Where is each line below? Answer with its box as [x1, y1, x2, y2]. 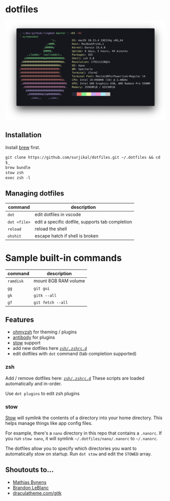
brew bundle [5, 165, 31, 170]
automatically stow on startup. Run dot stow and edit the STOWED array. [5, 450, 152, 457]
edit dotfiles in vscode [35, 211, 81, 218]
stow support [12, 340, 41, 346]
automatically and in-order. [5, 380, 62, 387]
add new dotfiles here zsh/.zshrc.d [12, 345, 88, 351]
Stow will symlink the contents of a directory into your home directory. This [5, 415, 163, 421]
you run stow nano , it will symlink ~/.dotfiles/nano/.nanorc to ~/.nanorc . [5, 435, 158, 441]
